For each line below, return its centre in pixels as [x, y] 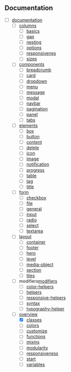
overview [28, 314]
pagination [37, 109]
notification [38, 164]
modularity [37, 348]
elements [28, 125]
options [34, 48]
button [33, 137]
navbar [34, 103]
